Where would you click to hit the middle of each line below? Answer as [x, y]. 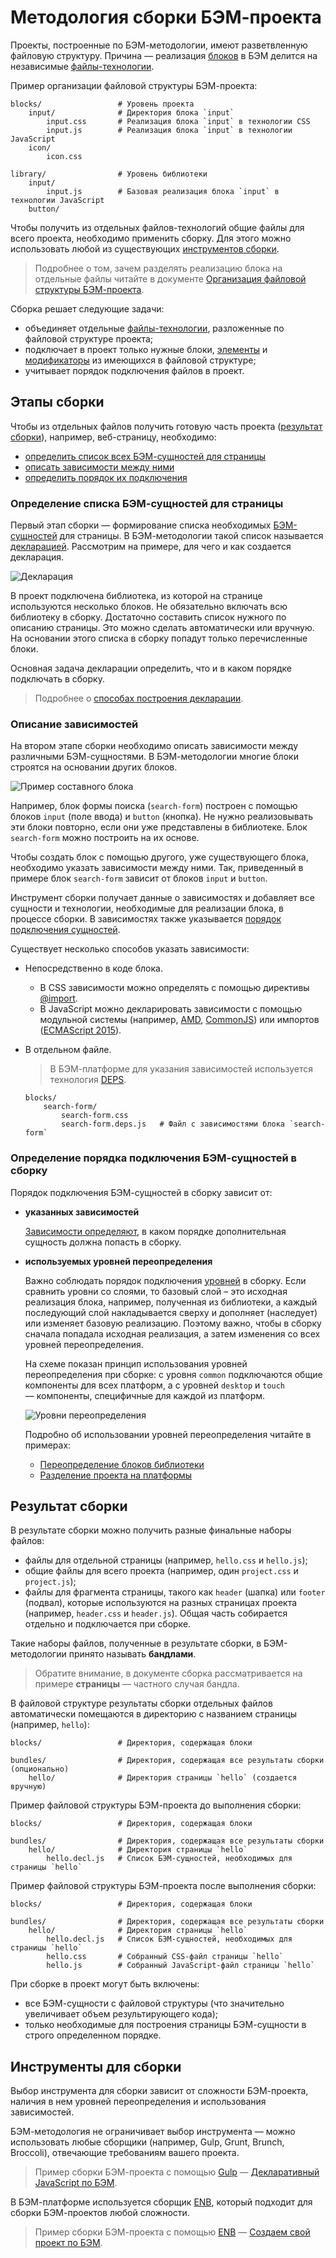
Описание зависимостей [74, 724]
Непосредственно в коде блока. [93, 968]
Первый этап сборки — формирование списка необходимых [141, 525]
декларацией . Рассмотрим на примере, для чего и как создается [151, 547]
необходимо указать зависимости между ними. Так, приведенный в [157, 868]
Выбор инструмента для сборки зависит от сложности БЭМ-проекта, [159, 2091]
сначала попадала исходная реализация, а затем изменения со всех [172, 1333]
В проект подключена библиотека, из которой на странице [136, 596]
